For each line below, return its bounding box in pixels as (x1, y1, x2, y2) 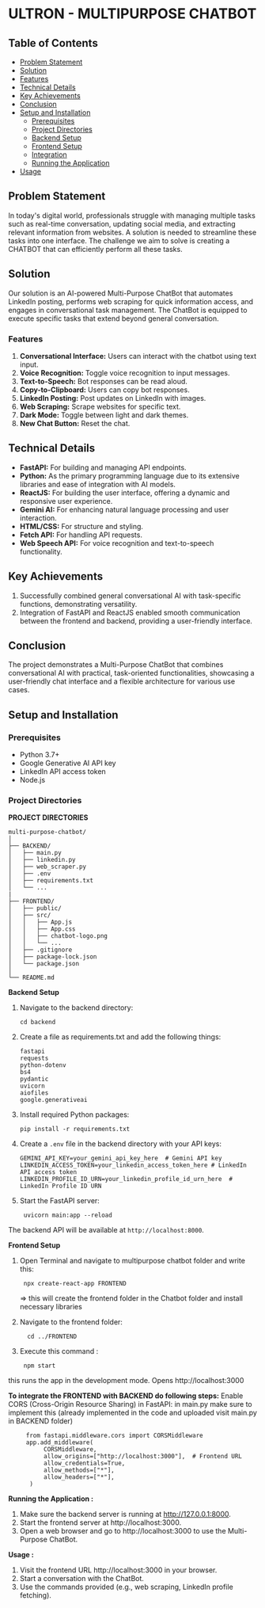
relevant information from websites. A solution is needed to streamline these (8, 227, 257, 237)
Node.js (19, 775, 46, 785)
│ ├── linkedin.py (8, 856, 77, 864)
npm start (23, 1362, 56, 1370)
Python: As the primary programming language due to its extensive (19, 471, 240, 480)
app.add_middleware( (25, 1438, 93, 1446)
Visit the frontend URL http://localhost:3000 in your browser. (19, 1565, 218, 1575)
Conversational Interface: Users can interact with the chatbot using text (19, 351, 257, 360)
